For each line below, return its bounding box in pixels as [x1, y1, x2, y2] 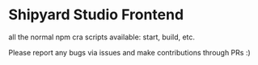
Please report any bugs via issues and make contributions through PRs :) [8, 47, 251, 57]
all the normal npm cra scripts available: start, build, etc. [8, 32, 196, 42]
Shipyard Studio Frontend [8, 6, 184, 24]
